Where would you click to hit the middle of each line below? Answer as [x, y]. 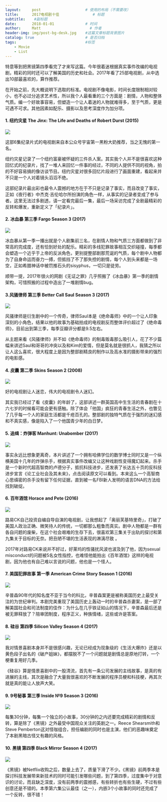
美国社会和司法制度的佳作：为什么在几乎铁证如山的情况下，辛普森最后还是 [85, 607]
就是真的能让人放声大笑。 [31, 683]
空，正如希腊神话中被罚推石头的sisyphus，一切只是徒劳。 [64, 266]
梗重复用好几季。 [23, 660]
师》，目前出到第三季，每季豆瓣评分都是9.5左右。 [55, 329]
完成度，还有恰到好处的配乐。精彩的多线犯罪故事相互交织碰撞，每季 [88, 247]
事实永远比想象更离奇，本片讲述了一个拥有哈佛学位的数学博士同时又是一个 [81, 455]
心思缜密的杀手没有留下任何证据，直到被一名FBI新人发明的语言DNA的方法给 [83, 480]
